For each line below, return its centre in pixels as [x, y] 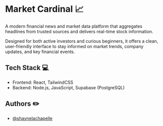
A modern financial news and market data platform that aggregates [74, 26]
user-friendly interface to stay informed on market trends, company [74, 46]
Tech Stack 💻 [27, 68]
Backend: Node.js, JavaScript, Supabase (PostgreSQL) [69, 87]
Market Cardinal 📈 [44, 9]
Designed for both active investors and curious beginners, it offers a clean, [82, 41]
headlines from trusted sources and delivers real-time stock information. [79, 31]
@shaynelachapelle [33, 118]
